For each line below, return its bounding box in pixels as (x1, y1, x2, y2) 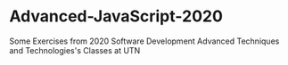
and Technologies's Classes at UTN (9, 45, 141, 55)
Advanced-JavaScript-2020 (9, 6, 223, 27)
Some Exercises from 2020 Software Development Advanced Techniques (9, 36, 280, 46)
